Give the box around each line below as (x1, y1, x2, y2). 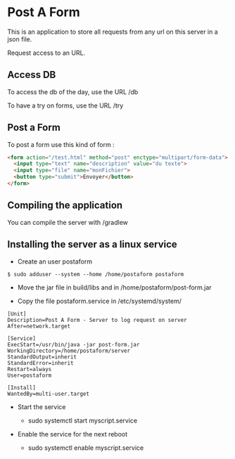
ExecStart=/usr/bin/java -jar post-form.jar (7, 341, 140, 348)
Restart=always (7, 366, 52, 373)
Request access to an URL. (7, 49, 86, 57)
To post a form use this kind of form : (7, 140, 115, 148)
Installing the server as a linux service (7, 238, 177, 250)
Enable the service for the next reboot (17, 429, 128, 438)
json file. (7, 34, 32, 43)
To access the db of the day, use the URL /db (7, 87, 139, 96)
